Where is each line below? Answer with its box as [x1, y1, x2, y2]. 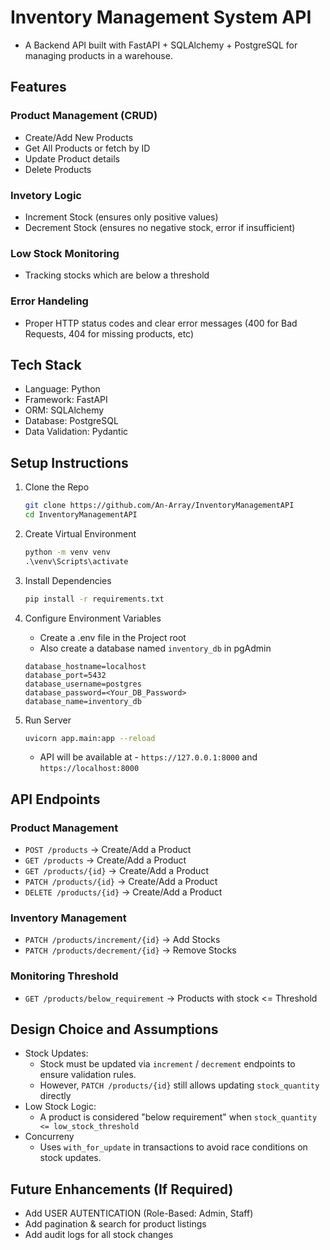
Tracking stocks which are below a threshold [24, 269, 210, 281]
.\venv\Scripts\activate [24, 556, 129, 566]
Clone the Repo [24, 481, 90, 493]
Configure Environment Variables [24, 612, 162, 624]
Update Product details [24, 152, 120, 165]
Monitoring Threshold [10, 969, 119, 983]
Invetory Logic [10, 188, 82, 202]
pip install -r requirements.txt [24, 594, 165, 604]
